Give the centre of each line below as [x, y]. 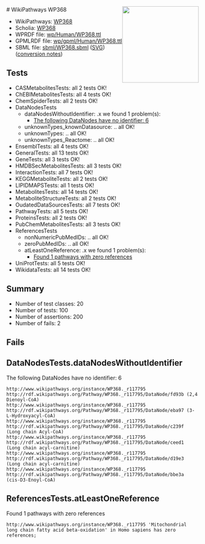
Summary [25, 289]
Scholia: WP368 [35, 28]
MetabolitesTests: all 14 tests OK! [57, 191]
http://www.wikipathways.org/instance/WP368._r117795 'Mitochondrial [97, 524]
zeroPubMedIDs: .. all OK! [56, 243]
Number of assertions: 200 [49, 317]
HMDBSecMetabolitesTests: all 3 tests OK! [68, 166]
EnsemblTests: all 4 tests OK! [52, 146]
